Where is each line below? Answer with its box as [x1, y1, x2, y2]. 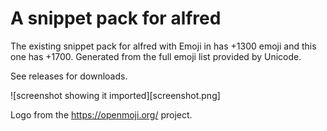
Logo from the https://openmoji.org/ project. [10, 108, 193, 121]
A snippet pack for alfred [10, 7, 222, 30]
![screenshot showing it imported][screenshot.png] [10, 89, 221, 101]
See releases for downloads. [10, 70, 128, 82]
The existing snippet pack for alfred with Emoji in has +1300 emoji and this [10, 40, 317, 52]
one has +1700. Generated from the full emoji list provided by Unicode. [10, 50, 302, 62]
